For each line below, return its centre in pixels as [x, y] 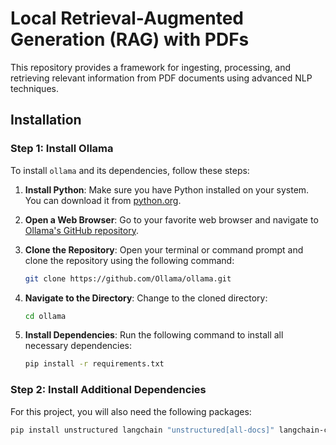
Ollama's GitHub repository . [81, 230]
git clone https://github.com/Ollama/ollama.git [128, 278]
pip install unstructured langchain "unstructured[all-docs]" [142, 430]
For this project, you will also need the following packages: [131, 411]
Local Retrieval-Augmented [127, 18]
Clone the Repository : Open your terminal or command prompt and [164, 249]
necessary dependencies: [78, 346]
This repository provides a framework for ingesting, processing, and [150, 67]
